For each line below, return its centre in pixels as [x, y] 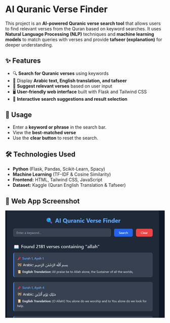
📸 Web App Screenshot [42, 201]
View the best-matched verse [44, 132]
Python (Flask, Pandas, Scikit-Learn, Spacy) [59, 169]
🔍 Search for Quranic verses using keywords [60, 73]
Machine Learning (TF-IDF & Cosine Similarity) [62, 174]
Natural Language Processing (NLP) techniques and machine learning [80, 34]
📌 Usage [18, 115]
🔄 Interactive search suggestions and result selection [70, 99]
